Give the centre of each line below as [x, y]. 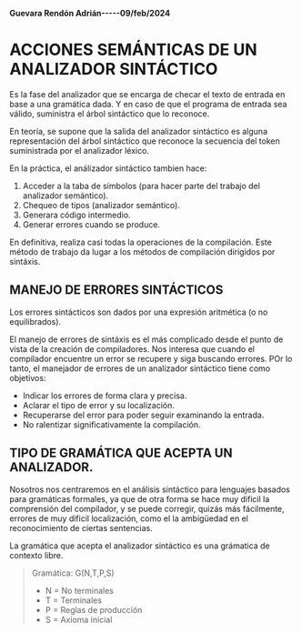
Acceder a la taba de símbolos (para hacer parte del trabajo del [141, 186]
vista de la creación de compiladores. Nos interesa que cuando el [132, 348]
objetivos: [28, 377]
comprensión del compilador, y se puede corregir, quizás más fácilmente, [147, 508]
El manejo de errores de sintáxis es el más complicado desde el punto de [146, 339]
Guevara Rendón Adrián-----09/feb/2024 [90, 13]
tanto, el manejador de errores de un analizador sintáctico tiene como [140, 368]
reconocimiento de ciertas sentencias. [81, 527]
